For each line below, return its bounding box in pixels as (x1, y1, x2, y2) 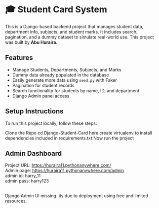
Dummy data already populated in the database (12, 72, 109, 78)
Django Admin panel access (12, 93, 70, 99)
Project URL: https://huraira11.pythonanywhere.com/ (5, 162, 111, 168)
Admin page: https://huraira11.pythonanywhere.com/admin (5, 168, 124, 173)
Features (5, 54, 33, 62)
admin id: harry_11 (5, 173, 41, 179)
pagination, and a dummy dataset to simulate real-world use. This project (5, 34, 154, 40)
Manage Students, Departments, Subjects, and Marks (12, 67, 122, 72)
